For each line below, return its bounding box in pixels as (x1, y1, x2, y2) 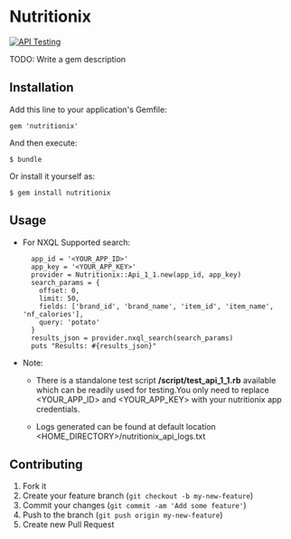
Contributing (9, 457, 83, 472)
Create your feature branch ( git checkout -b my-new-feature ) (22, 490, 254, 501)
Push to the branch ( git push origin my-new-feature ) (22, 509, 223, 521)
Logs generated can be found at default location (35, 421, 217, 431)
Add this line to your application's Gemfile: (9, 104, 167, 115)
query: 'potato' (39, 317, 100, 326)
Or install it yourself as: (9, 170, 95, 182)
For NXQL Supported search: (22, 237, 131, 248)
